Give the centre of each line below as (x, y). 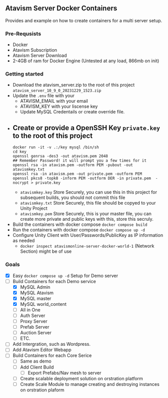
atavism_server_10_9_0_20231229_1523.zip (57, 91)
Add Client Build (37, 367)
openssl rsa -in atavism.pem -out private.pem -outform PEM (77, 174)
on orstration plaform (42, 390)
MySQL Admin (35, 287)
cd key (19, 152)
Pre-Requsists (23, 33)
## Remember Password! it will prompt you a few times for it (79, 161)
